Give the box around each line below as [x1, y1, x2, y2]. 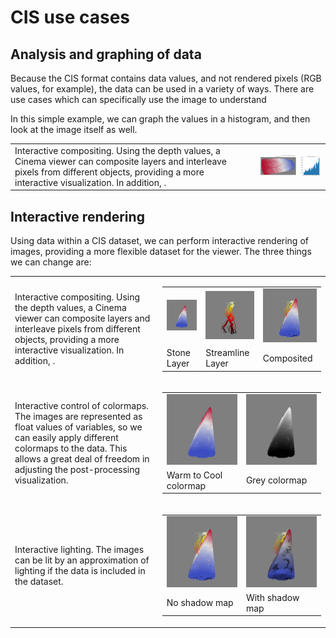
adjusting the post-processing [14, 464, 141, 476]
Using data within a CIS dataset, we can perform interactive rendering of [10, 235, 309, 247]
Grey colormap [245, 474, 308, 486]
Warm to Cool [166, 469, 223, 481]
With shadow [245, 591, 300, 603]
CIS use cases [10, 6, 131, 29]
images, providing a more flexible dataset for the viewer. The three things [10, 246, 312, 258]
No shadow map [166, 597, 234, 609]
